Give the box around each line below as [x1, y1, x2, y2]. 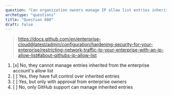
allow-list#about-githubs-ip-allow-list [17, 52, 97, 59]
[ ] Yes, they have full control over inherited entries [12, 73, 120, 80]
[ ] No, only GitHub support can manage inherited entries [12, 84, 133, 90]
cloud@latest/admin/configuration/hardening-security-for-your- [17, 42, 153, 48]
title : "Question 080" [5, 17, 54, 22]
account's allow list [12, 68, 54, 74]
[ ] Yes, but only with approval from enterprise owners [12, 79, 127, 85]
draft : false [5, 22, 33, 27]
